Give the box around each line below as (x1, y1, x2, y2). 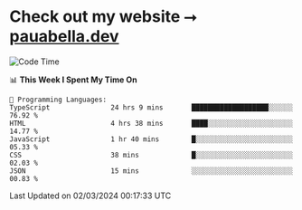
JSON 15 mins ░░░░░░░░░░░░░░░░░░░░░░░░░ (9, 166, 294, 176)
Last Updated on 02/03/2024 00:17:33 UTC (9, 190, 172, 201)
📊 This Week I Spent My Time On (9, 74, 137, 85)
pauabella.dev (9, 26, 119, 47)
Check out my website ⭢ (9, 6, 197, 27)
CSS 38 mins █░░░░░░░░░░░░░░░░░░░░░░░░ (9, 150, 294, 159)
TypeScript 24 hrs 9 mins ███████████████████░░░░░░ (9, 102, 294, 112)
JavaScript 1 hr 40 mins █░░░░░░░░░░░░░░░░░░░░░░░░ (9, 134, 294, 144)
